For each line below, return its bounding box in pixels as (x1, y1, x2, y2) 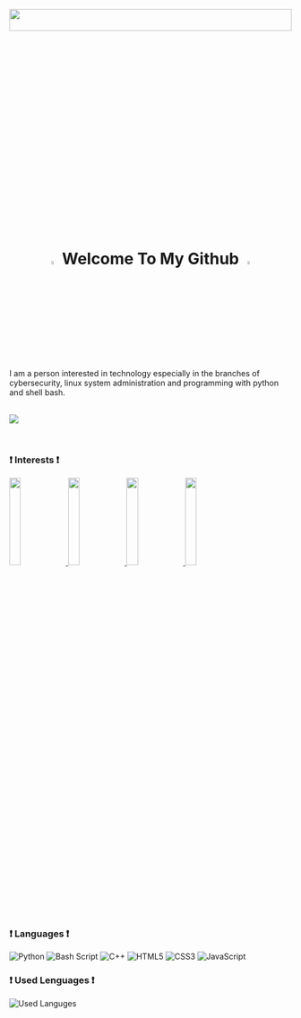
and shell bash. (9, 386, 65, 398)
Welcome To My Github (61, 249, 240, 269)
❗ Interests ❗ (9, 453, 60, 466)
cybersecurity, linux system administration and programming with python (9, 377, 279, 388)
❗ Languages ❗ (9, 927, 70, 940)
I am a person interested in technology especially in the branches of (9, 367, 260, 378)
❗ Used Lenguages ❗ (9, 974, 95, 987)
